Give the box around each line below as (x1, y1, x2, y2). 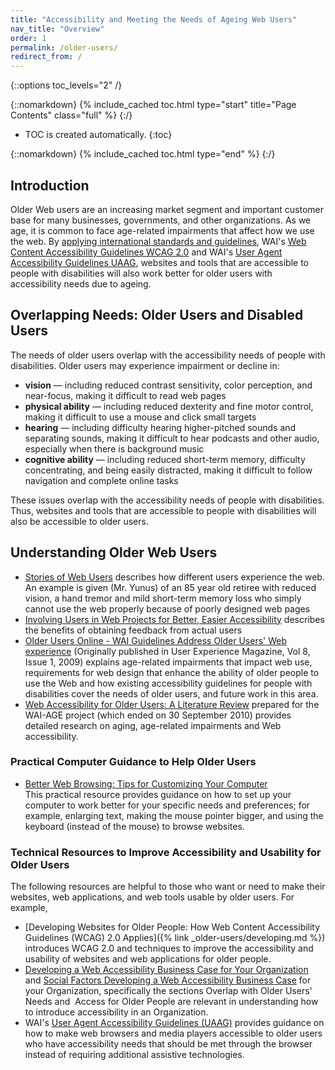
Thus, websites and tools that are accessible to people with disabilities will (10, 504, 317, 516)
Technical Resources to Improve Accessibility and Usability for (10, 845, 322, 859)
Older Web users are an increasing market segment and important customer (10, 203, 324, 215)
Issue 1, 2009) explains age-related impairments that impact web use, (24, 656, 313, 668)
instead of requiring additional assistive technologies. (24, 1049, 245, 1061)
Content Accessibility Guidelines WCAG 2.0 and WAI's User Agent (10, 246, 283, 258)
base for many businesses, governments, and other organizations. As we (10, 214, 312, 226)
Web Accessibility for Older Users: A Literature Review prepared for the (24, 698, 320, 710)
